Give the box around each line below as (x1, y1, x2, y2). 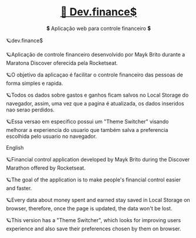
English (6, 144, 24, 151)
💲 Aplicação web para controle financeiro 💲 (46, 25, 151, 32)
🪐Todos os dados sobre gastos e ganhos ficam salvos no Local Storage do (6, 91, 189, 98)
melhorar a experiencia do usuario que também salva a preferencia (6, 126, 168, 133)
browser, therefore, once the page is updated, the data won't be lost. (6, 204, 173, 211)
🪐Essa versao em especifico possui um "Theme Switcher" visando (6, 118, 169, 125)
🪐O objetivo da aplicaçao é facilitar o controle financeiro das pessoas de (6, 71, 183, 78)
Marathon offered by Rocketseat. (6, 164, 86, 171)
